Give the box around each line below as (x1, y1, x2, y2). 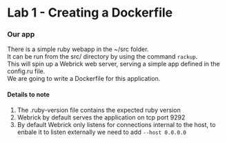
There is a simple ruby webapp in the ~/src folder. (7, 45, 149, 53)
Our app (7, 30, 35, 39)
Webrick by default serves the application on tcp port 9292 (17, 113, 186, 122)
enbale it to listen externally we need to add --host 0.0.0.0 (17, 128, 186, 136)
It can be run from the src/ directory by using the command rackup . (7, 53, 198, 61)
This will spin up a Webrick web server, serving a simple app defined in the (7, 60, 220, 68)
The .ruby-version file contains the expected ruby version (17, 106, 181, 114)
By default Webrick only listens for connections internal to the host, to (17, 120, 216, 128)
